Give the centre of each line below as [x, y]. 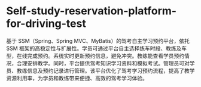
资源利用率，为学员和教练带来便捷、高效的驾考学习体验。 [77, 78]
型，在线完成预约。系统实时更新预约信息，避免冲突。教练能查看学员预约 [95, 55]
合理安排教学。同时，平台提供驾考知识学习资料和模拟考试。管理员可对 [103, 63]
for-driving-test [46, 24]
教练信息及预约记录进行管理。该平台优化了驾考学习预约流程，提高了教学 [106, 70]
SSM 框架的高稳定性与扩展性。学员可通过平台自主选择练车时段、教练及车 [97, 48]
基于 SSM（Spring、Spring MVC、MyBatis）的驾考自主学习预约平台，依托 [98, 41]
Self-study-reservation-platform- [92, 11]
